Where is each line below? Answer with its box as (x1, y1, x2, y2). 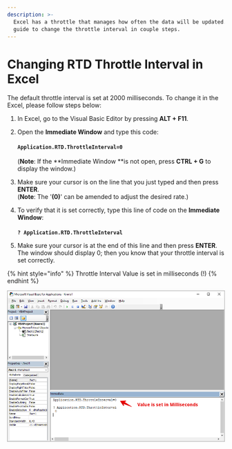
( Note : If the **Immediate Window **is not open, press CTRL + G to (17, 157, 211, 166)
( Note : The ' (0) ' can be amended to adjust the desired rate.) (17, 193, 188, 201)
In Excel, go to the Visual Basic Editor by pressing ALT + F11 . (17, 115, 188, 123)
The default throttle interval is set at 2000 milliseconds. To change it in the (7, 94, 219, 102)
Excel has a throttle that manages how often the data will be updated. (13, 18, 227, 26)
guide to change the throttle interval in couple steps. (13, 26, 181, 32)
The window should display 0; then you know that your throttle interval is (17, 249, 224, 257)
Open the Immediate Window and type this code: (17, 128, 159, 136)
